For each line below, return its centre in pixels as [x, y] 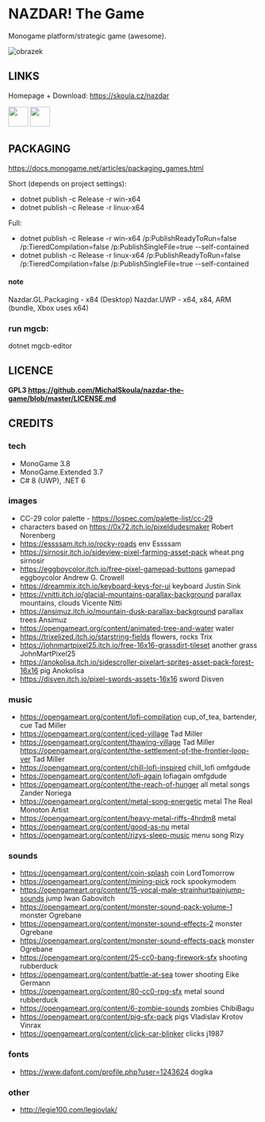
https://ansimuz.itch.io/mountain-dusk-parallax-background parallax [132, 611]
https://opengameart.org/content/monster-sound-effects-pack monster [137, 941]
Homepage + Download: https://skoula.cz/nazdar [89, 95]
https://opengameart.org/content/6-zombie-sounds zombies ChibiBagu [137, 1008]
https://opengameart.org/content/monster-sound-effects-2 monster [131, 924]
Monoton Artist [44, 810]
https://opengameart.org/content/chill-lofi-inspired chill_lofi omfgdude [135, 768]
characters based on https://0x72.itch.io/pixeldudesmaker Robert [127, 527]
